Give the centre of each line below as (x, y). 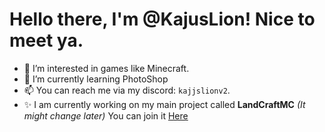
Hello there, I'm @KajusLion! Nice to (162, 19)
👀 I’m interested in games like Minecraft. (106, 68)
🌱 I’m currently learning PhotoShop (96, 79)
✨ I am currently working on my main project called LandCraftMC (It (164, 104)
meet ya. (46, 40)
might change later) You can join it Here (106, 115)
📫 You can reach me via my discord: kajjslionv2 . (127, 90)
